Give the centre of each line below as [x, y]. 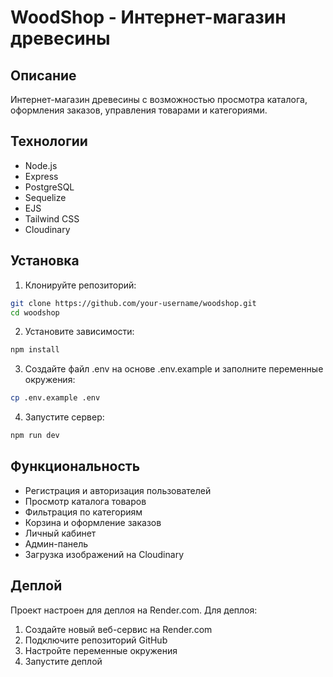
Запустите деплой [63, 661]
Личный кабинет [60, 533]
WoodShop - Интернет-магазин [148, 17]
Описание [43, 75]
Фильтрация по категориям [83, 512]
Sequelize [45, 197]
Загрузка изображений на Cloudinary [104, 554]
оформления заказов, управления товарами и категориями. [139, 110]
